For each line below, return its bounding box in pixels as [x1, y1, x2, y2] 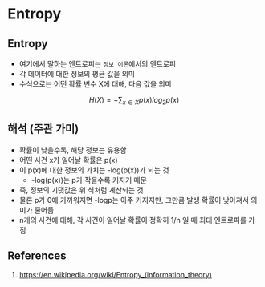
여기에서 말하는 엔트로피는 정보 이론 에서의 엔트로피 [18, 59, 177, 68]
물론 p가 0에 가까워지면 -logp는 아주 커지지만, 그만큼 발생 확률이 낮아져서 [18, 195, 250, 204]
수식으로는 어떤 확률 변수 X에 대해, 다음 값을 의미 [18, 79, 172, 88]
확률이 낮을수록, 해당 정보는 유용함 [18, 145, 127, 155]
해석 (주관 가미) [7, 122, 79, 136]
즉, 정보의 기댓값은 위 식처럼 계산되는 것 [18, 185, 144, 195]
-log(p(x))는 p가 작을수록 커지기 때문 [31, 175, 148, 184]
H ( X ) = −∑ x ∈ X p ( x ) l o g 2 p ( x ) [88, 95, 180, 107]
